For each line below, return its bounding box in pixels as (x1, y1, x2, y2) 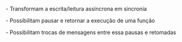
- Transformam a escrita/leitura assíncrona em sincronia (5, 5, 147, 12)
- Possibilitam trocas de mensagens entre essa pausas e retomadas (5, 29, 177, 36)
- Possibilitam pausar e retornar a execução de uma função (5, 17, 155, 24)
